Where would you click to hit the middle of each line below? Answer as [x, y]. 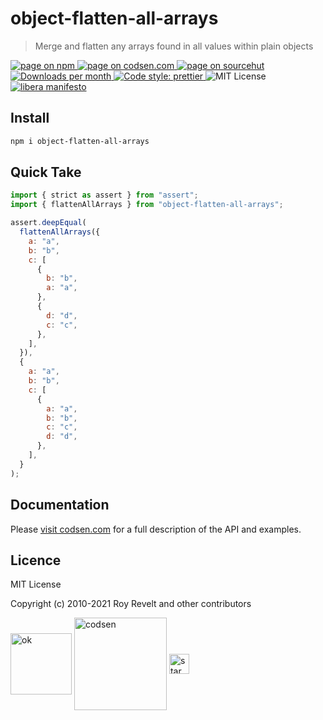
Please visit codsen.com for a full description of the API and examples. [156, 529]
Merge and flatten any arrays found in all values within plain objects [174, 46]
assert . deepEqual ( [48, 223]
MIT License [36, 584]
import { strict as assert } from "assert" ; [104, 195]
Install [30, 118]
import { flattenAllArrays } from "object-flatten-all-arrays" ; [147, 205]
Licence [36, 560]
